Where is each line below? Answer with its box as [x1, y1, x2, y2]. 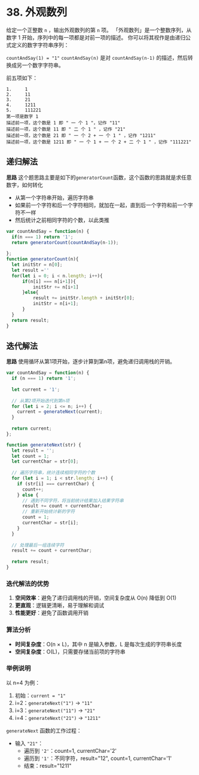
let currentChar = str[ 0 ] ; [11, 458, 79, 464]
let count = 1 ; [11, 453, 50, 459]
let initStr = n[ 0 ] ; [11, 262, 63, 268]
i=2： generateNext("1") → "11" [14, 699, 93, 706]
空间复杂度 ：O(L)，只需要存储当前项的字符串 [14, 648, 125, 655]
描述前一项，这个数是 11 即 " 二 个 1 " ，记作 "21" [6, 126, 126, 132]
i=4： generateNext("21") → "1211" [14, 714, 101, 721]
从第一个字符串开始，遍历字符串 [14, 194, 94, 201]
